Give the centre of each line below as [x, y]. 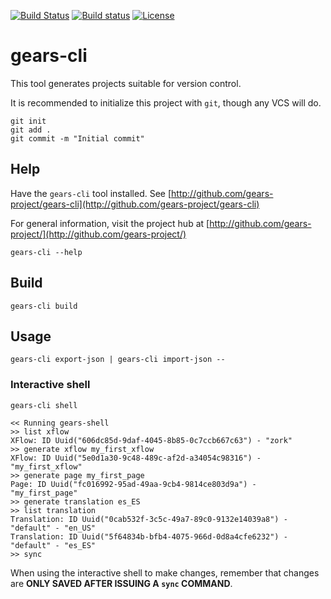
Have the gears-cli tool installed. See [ [91, 193]
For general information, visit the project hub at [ [110, 223]
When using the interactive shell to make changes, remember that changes [165, 572]
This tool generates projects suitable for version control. [126, 83]
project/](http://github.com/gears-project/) [98, 234]
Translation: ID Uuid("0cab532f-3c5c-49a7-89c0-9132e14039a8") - [149, 519]
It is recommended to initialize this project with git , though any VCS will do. [166, 102]
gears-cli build [44, 306]
